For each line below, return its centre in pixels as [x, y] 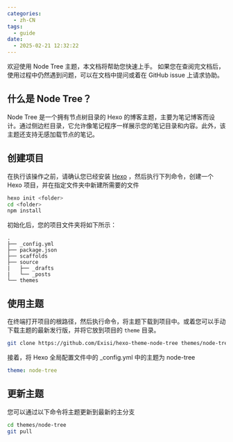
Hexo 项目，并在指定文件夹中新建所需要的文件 [73, 185]
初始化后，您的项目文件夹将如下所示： [62, 225]
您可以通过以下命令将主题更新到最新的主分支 [71, 412]
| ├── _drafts [31, 268]
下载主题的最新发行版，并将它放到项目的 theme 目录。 [84, 330]
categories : [24, 14]
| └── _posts [29, 274]
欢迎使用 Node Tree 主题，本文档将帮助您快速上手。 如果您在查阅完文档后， [116, 66]
